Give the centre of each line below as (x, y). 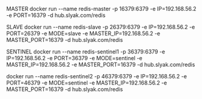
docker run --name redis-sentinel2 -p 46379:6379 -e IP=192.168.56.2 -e (96, 76)
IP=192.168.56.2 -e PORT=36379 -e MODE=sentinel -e (74, 58)
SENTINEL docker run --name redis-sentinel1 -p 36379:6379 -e (86, 52)
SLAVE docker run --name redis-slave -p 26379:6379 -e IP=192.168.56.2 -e (101, 27)
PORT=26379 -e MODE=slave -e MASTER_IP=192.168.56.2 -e (83, 33)
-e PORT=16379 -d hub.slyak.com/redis (56, 15)
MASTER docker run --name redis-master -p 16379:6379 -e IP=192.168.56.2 (101, 9)
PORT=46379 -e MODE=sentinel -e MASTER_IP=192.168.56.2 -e (87, 83)
